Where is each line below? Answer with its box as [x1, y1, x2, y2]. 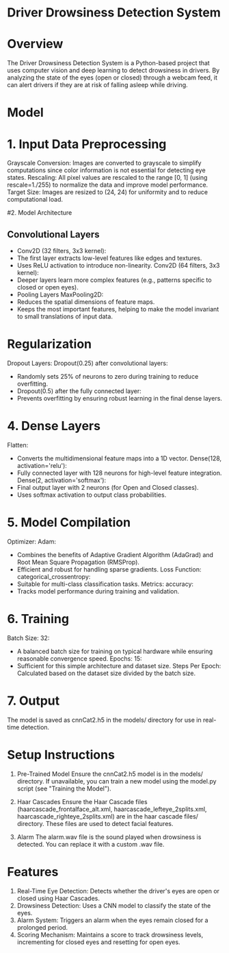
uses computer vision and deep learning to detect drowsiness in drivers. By [7, 67, 220, 75]
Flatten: [7, 440, 29, 449]
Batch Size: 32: [7, 633, 50, 642]
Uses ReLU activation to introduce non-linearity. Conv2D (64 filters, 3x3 [16, 261, 220, 270]
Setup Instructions [7, 746, 115, 762]
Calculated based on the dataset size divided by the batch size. [16, 669, 196, 677]
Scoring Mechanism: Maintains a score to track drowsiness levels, [16, 930, 204, 939]
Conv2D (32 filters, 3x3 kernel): [16, 247, 107, 255]
